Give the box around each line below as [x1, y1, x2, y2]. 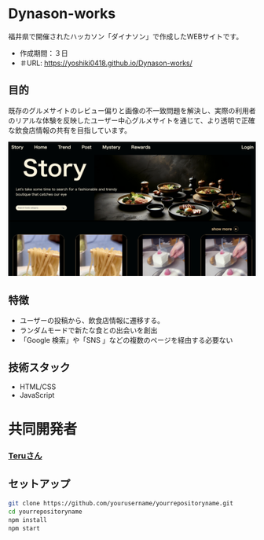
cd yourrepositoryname [8, 508, 82, 516]
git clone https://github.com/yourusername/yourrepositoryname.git [8, 499, 234, 507]
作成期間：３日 [19, 48, 68, 57]
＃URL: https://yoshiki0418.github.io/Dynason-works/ [19, 58, 192, 68]
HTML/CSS [19, 382, 57, 391]
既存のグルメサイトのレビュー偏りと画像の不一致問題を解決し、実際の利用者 [8, 105, 256, 115]
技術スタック [8, 361, 71, 374]
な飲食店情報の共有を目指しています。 [8, 125, 132, 134]
